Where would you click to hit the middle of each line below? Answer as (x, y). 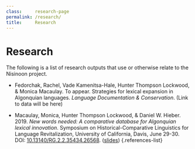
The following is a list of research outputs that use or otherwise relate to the (97, 67)
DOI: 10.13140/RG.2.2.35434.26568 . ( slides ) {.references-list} (88, 140)
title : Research (31, 22)
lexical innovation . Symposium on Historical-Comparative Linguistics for (102, 128)
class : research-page (37, 11)
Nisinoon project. (27, 74)
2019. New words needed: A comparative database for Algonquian (95, 121)
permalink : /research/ (34, 17)
